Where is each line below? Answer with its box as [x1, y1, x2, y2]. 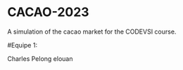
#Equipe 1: [7, 41, 37, 49]
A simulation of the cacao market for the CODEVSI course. [7, 27, 177, 36]
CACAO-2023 [7, 4, 89, 20]
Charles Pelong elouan [7, 54, 73, 63]
